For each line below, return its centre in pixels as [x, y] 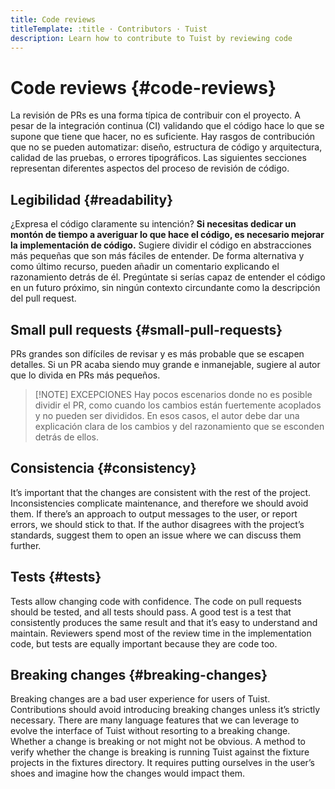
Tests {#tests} [56, 577]
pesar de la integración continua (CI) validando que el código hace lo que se [167, 126]
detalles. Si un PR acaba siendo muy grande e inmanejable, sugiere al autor [165, 364]
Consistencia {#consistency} [103, 468]
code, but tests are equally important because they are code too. [144, 643]
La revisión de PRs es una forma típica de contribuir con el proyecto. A [155, 115]
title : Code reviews [53, 19]
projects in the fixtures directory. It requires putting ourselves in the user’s [162, 763]
